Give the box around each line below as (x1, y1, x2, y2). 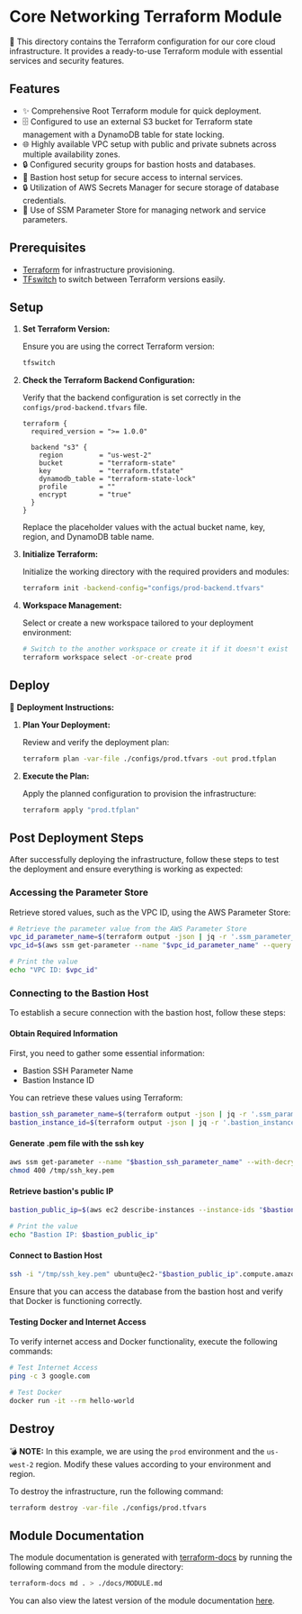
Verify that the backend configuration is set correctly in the (22, 392, 241, 403)
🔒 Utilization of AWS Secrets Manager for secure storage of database (22, 182, 280, 193)
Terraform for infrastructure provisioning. (22, 264, 175, 275)
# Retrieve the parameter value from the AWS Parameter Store (9, 924, 247, 934)
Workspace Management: (22, 600, 122, 611)
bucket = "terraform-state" (39, 459, 176, 468)
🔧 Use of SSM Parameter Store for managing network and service (22, 205, 267, 215)
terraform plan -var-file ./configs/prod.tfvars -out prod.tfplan (22, 754, 277, 763)
